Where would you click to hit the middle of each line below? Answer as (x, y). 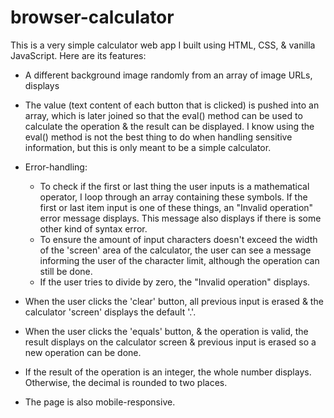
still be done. (66, 271)
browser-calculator (92, 17)
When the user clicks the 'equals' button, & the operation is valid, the (166, 331)
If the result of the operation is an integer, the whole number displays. (168, 372)
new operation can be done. (83, 352)
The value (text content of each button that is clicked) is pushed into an (172, 105)
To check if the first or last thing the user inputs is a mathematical (174, 186)
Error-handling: (56, 167)
